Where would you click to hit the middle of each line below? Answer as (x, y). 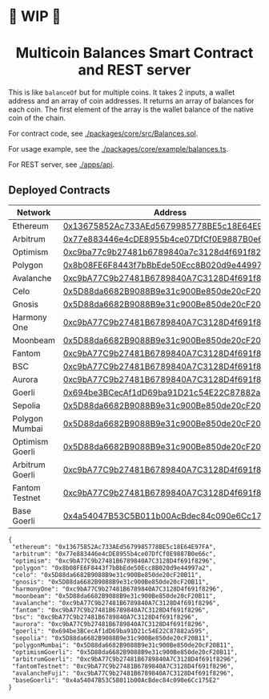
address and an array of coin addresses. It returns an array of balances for (131, 101)
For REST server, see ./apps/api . (61, 165)
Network (34, 212)
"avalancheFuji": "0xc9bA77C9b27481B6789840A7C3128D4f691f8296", (123, 673)
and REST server (134, 70)
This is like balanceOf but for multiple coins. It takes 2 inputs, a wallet (122, 92)
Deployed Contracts (59, 190)
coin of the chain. (37, 118)
